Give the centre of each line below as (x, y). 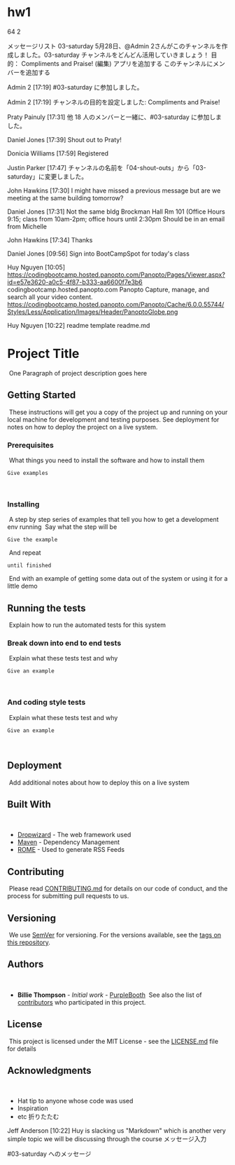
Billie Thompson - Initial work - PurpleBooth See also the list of (110, 995)
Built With (29, 804)
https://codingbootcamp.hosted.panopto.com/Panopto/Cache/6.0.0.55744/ (116, 304)
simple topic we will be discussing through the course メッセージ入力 (107, 1139)
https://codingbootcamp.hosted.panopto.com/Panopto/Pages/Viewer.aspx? (116, 275)
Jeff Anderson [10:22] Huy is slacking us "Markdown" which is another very (116, 1131)
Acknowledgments (50, 1070)
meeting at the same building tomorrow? (65, 198)
